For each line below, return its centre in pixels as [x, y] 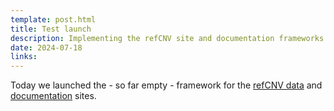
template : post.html [53, 19]
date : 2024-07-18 [46, 47]
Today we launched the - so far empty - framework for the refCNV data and [166, 85]
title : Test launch [51, 29]
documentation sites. [53, 96]
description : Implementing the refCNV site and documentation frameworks [167, 38]
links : [24, 57]
